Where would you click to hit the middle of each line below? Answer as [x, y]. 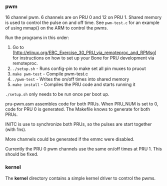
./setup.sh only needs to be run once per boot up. [57, 94]
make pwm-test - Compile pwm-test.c [50, 74]
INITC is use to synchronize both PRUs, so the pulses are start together [78, 124]
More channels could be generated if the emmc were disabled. [70, 139]
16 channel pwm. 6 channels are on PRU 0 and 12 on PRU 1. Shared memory [83, 17]
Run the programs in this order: [37, 37]
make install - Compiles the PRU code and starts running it [74, 84]
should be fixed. [22, 154]
